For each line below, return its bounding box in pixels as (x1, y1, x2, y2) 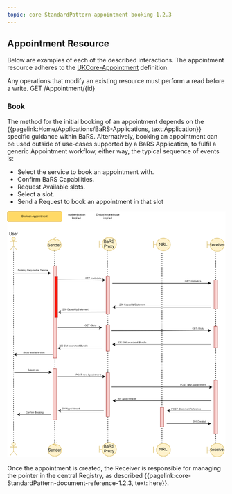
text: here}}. (134, 479, 170, 487)
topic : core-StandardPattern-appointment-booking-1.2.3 (7, 11, 172, 18)
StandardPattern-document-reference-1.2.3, (7, 479, 134, 487)
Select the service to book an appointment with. (17, 167, 154, 176)
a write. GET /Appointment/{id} (7, 84, 96, 93)
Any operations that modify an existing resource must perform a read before (7, 77, 225, 85)
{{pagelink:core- (144, 471, 192, 479)
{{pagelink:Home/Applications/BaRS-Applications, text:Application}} (7, 125, 202, 133)
